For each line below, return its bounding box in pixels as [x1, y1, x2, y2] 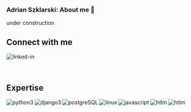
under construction [6, 19, 55, 27]
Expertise [6, 82, 44, 93]
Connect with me [6, 37, 73, 47]
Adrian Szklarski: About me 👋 [6, 5, 95, 14]
